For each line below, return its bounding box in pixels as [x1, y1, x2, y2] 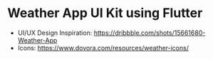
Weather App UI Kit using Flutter [7, 5, 203, 21]
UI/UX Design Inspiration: [17, 28, 93, 37]
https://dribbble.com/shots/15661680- [93, 28, 206, 37]
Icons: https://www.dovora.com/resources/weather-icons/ [17, 43, 189, 52]
